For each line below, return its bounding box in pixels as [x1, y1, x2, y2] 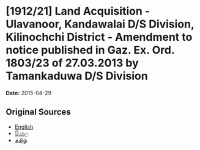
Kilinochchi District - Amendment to [6, 30, 193, 44]
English [14, 123, 34, 130]
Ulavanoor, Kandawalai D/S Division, [6, 17, 194, 31]
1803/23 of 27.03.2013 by [6, 56, 139, 70]
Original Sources [6, 107, 71, 117]
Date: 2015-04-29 [6, 89, 52, 96]
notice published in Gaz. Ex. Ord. [6, 43, 175, 57]
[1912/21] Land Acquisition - [6, 4, 150, 18]
